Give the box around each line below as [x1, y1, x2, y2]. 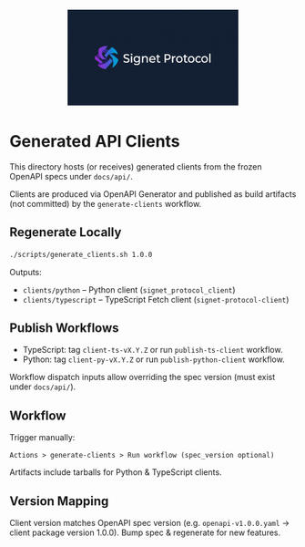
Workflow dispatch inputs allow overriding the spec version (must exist [9, 372, 276, 383]
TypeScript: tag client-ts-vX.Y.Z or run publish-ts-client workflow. [22, 345, 283, 356]
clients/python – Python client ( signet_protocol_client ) [22, 284, 236, 295]
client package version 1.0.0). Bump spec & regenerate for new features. [9, 527, 281, 538]
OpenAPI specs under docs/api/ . [9, 170, 134, 181]
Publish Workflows [9, 320, 120, 336]
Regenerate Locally [9, 224, 122, 241]
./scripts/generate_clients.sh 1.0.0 [9, 250, 153, 259]
